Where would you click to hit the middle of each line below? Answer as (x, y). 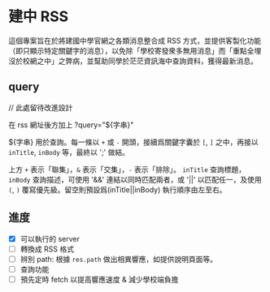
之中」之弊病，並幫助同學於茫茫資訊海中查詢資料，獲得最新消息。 (147, 61)
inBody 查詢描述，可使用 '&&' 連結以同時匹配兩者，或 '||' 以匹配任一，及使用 (135, 179)
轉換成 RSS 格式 (47, 249)
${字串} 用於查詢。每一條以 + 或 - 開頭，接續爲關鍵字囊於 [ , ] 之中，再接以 (133, 142)
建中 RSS (39, 17)
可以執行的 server (50, 238)
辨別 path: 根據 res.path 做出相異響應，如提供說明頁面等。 (119, 259)
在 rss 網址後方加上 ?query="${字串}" (71, 125)
